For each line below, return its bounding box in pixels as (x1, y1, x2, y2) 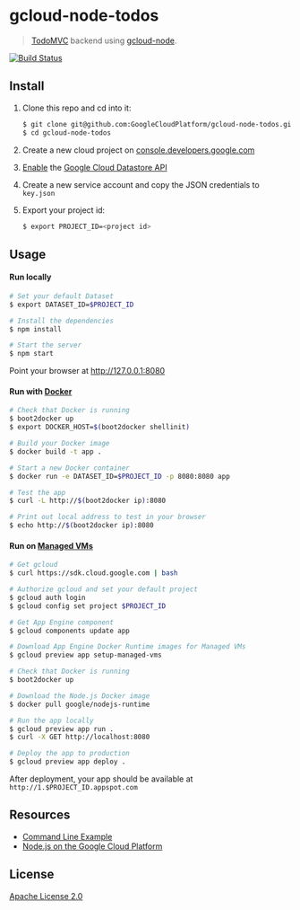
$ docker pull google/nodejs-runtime (9, 700, 150, 709)
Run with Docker (9, 385, 73, 396)
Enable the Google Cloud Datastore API (21, 162, 167, 172)
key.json (21, 189, 56, 198)
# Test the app (9, 488, 66, 497)
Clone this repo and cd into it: (21, 102, 132, 113)
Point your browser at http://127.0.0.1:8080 (9, 366, 166, 376)
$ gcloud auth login (9, 593, 87, 602)
